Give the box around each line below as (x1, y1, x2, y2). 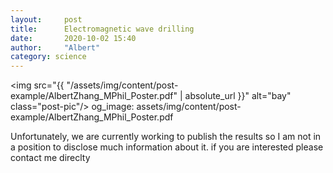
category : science (10, 52, 87, 62)
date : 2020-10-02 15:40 (10, 33, 137, 43)
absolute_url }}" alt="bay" (184, 90, 292, 102)
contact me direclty (10, 152, 91, 164)
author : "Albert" (10, 42, 101, 53)
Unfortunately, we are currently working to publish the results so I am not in (10, 131, 322, 143)
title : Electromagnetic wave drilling (10, 24, 195, 34)
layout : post (10, 14, 83, 25)
